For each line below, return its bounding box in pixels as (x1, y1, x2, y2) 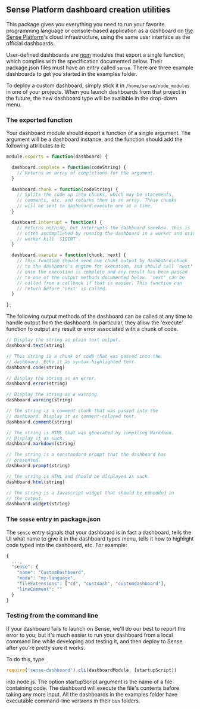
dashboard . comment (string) (6, 419, 73, 425)
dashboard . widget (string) (6, 501, 70, 507)
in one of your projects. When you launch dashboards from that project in (6, 88, 186, 95)
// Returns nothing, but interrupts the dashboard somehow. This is (17, 225, 190, 231)
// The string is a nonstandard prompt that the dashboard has (6, 452, 167, 458)
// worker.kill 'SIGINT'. (17, 236, 82, 242)
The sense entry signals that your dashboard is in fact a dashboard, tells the (6, 529, 192, 536)
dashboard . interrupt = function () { (11, 219, 102, 225)
